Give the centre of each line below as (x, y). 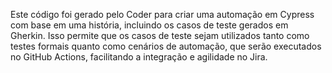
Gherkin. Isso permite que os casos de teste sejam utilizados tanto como (160, 35)
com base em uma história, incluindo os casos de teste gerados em (149, 25)
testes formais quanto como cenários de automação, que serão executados (166, 46)
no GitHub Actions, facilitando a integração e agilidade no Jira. (139, 57)
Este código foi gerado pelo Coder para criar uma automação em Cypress (162, 14)
